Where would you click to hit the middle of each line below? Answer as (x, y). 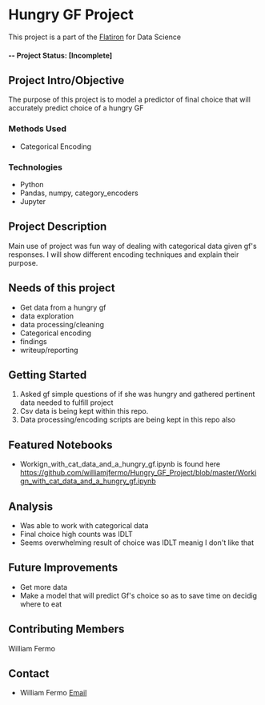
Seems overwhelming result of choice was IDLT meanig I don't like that (137, 543)
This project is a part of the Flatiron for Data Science (95, 37)
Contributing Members (66, 629)
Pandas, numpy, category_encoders (79, 193)
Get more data (44, 587)
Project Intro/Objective (66, 80)
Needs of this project (62, 288)
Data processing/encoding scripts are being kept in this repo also (128, 420)
